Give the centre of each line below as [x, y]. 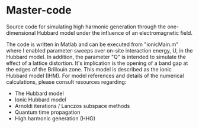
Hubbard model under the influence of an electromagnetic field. [115, 32]
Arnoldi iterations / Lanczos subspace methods [72, 106]
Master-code [39, 10]
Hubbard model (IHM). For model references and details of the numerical [95, 76]
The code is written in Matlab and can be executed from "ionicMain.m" [92, 44]
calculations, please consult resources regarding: [66, 82]
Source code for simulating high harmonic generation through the [86, 27]
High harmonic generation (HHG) [55, 118]
